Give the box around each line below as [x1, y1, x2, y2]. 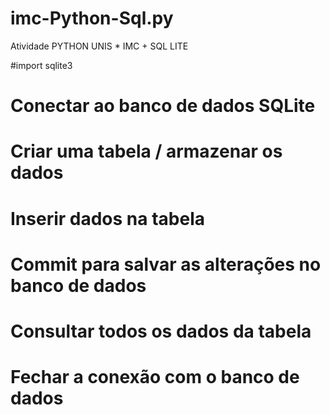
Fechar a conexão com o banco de [10, 366, 300, 389]
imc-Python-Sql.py [10, 7, 174, 30]
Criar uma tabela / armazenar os [10, 140, 283, 163]
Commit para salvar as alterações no [10, 253, 322, 276]
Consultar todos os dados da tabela [10, 320, 312, 342]
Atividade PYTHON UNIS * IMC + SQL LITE [10, 40, 189, 52]
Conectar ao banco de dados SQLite [10, 95, 316, 117]
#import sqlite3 [10, 59, 73, 71]
